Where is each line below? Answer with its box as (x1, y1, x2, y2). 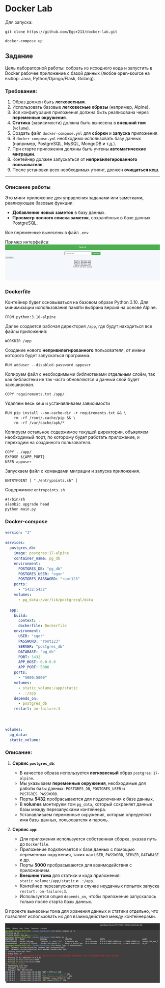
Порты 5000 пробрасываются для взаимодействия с (19, 862, 132, 868)
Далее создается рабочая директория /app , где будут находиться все (5, 323, 153, 329)
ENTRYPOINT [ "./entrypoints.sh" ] (5, 478, 78, 483)
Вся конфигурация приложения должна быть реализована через (12, 109, 149, 116)
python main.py (5, 507, 36, 512)
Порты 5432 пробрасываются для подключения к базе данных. (19, 796, 154, 802)
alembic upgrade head (5, 502, 50, 507)
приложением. (19, 867, 51, 873)
